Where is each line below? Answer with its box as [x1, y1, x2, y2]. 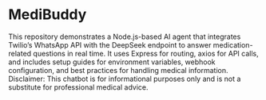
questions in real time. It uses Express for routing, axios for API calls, [33, 48, 259, 58]
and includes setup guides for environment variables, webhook [8, 57, 216, 67]
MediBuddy [8, 6, 87, 24]
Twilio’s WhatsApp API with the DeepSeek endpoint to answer [8, 40, 212, 49]
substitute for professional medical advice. [8, 82, 149, 92]
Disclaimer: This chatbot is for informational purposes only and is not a [8, 74, 241, 83]
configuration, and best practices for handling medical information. [8, 65, 229, 75]
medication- [212, 40, 253, 49]
